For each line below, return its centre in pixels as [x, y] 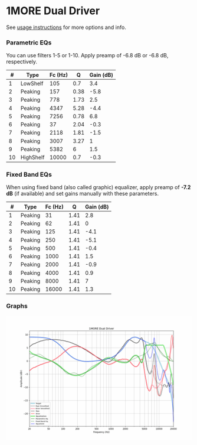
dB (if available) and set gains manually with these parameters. [83, 194]
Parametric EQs [29, 43]
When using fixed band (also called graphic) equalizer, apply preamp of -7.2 [98, 187]
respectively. [22, 62]
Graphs [17, 306]
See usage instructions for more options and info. [66, 27]
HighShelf [32, 157]
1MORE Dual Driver [53, 11]
